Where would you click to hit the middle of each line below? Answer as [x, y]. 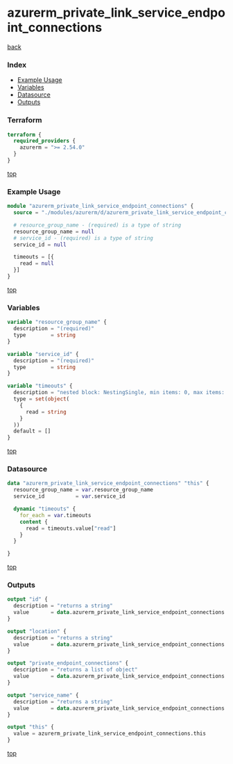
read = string [46, 412]
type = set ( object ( [42, 399]
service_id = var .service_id [70, 496]
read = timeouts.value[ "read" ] [71, 528]
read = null [37, 263]
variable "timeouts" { [40, 386]
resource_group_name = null [54, 231]
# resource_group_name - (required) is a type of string [97, 225]
